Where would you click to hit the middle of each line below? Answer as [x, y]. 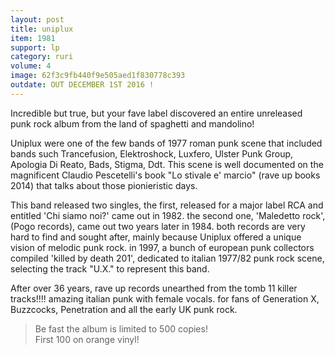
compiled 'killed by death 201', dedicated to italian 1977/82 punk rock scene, [167, 258]
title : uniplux [42, 29]
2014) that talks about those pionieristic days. [104, 185]
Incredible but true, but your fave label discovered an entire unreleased [156, 113]
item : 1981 [33, 38]
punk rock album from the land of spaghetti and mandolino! [132, 123]
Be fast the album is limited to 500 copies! [121, 328]
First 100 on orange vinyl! [87, 339]
